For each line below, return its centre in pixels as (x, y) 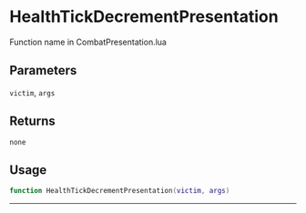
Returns (33, 122)
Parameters (43, 71)
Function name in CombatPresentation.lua (88, 42)
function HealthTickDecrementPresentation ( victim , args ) (120, 191)
